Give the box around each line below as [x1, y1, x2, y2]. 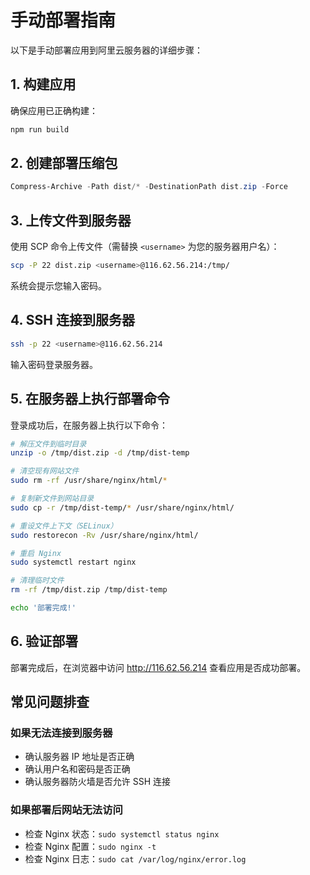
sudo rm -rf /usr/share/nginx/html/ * [10, 476, 168, 486]
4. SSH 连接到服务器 [10, 312, 135, 329]
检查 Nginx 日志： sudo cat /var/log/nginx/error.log [24, 852, 247, 865]
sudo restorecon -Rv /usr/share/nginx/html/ [10, 530, 199, 540]
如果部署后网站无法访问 [10, 803, 123, 817]
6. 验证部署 [10, 633, 79, 650]
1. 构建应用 [10, 76, 77, 93]
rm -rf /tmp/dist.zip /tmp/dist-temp [10, 585, 168, 595]
